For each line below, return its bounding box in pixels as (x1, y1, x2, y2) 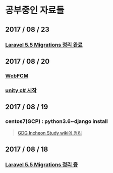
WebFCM (5, 72, 29, 79)
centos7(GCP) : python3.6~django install (5, 118, 108, 125)
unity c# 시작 (5, 87, 37, 94)
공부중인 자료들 (5, 5, 65, 16)
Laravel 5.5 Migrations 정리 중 (5, 161, 78, 168)
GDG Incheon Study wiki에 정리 (17, 130, 82, 136)
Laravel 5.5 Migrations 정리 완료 (5, 41, 83, 48)
